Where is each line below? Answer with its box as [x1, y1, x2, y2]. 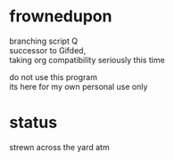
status [9, 113, 58, 133]
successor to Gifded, [9, 44, 87, 55]
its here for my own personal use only [9, 81, 148, 92]
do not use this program [9, 71, 98, 82]
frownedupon [9, 6, 112, 27]
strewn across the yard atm [9, 141, 110, 152]
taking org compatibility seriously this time [9, 54, 165, 65]
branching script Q [9, 36, 79, 46]
